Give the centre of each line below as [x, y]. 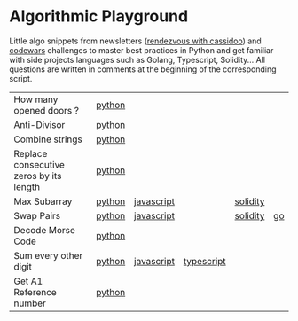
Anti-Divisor [39, 124]
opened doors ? [47, 110]
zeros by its [38, 176]
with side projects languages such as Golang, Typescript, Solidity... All [137, 59]
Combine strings [48, 139]
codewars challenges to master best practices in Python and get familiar [141, 50]
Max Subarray [43, 201]
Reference [35, 292]
